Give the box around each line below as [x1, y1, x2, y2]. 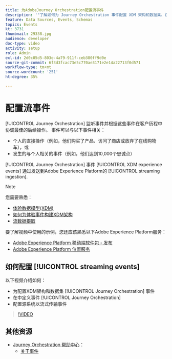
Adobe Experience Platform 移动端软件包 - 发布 [12, 240, 113, 246]
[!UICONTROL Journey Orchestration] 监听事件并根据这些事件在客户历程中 [5, 120, 163, 126]
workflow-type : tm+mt [5, 65, 52, 70]
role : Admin [5, 50, 31, 55]
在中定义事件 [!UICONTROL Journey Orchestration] [12, 294, 121, 301]
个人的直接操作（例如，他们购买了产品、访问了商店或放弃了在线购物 [12, 137, 157, 144]
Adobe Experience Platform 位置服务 [12, 246, 91, 252]
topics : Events [5, 22, 38, 27]
